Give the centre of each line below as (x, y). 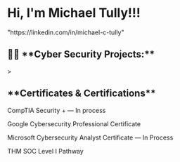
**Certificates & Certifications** (82, 94)
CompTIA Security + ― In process (57, 110)
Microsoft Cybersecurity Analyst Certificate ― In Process (90, 137)
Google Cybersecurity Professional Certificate (74, 123)
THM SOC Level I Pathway (46, 151)
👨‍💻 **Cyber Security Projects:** (81, 54)
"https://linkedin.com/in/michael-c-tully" (66, 32)
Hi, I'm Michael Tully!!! (74, 13)
